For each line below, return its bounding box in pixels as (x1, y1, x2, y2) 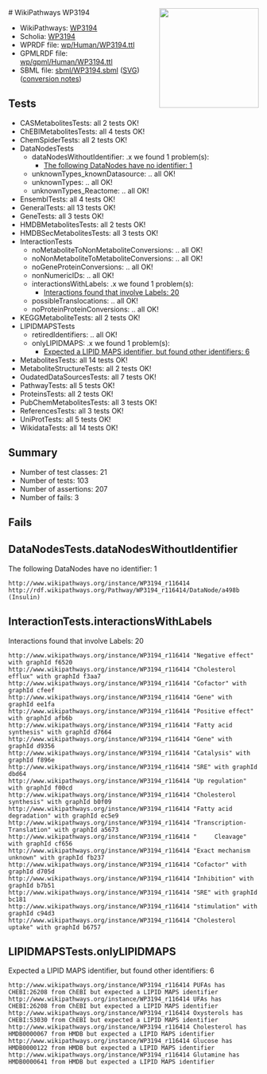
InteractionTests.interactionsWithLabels (8, 615, 213, 629)
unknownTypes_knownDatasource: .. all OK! (31, 169, 176, 178)
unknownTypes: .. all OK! (31, 177, 113, 186)
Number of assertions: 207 (19, 484, 108, 493)
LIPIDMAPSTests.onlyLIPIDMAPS (8, 945, 176, 958)
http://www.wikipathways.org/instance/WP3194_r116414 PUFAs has (8, 982, 226, 990)
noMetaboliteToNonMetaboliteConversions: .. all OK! (31, 245, 203, 254)
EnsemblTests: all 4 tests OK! (19, 194, 116, 204)
